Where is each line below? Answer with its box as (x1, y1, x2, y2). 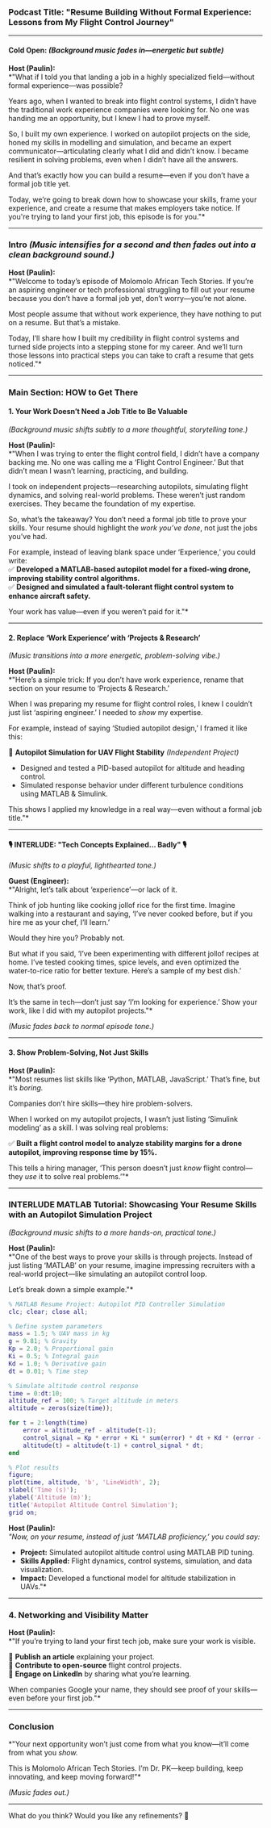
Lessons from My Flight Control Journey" (8, 16, 175, 27)
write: (8, 555, 27, 565)
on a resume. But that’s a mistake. (8, 317, 121, 327)
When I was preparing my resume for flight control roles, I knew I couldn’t (8, 699, 252, 709)
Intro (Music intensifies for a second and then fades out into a (8, 239, 256, 250)
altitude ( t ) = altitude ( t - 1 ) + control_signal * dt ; (23, 1441, 204, 1449)
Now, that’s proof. (8, 981, 67, 991)
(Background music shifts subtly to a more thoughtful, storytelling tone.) (8, 425, 248, 434)
